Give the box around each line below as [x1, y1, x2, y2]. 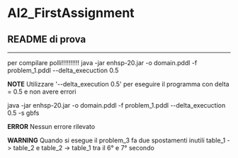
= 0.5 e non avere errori [7, 87, 76, 96]
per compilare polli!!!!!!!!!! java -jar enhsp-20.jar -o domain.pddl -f [7, 59, 198, 67]
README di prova [7, 33, 86, 45]
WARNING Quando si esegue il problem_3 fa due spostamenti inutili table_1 [7, 136, 226, 145]
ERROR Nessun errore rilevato [7, 123, 96, 130]
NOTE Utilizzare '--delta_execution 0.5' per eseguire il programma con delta [7, 80, 229, 88]
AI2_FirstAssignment [7, 5, 135, 21]
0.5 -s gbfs [7, 108, 40, 117]
